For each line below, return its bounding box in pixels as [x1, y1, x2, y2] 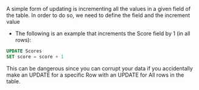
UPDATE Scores [6, 48, 43, 54]
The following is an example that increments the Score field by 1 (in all [15, 30, 190, 37]
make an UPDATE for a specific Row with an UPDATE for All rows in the [6, 71, 184, 78]
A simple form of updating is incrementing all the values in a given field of [6, 5, 191, 12]
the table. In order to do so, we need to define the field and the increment [6, 12, 190, 19]
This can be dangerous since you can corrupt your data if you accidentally [6, 64, 194, 72]
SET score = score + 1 [6, 54, 64, 60]
